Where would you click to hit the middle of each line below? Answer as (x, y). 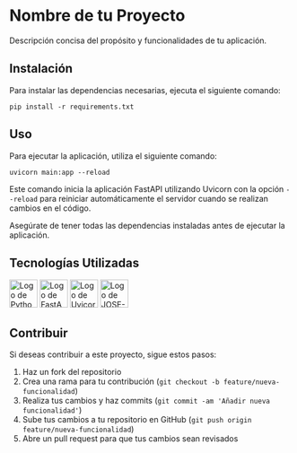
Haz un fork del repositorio (72, 372)
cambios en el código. (50, 208)
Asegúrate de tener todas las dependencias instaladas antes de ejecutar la (147, 225)
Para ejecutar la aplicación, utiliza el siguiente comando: (113, 156)
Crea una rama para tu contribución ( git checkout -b (121, 381)
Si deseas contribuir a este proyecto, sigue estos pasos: (113, 354)
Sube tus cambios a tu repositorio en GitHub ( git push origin (137, 420)
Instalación (41, 69)
